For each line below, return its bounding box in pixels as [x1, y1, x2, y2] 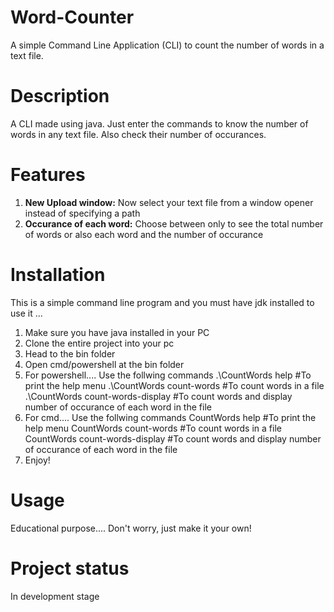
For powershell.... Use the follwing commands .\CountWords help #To [24, 369, 312, 381]
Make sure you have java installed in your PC [24, 326, 210, 338]
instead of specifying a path [24, 207, 141, 219]
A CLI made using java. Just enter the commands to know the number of [10, 117, 309, 130]
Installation [10, 264, 106, 286]
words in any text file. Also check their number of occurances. [10, 128, 267, 140]
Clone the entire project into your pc [24, 337, 175, 349]
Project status [10, 557, 130, 580]
